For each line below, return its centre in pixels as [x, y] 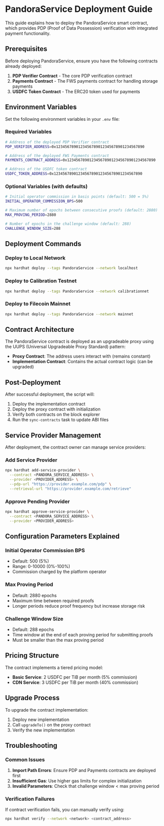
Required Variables [28, 132]
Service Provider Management [53, 435]
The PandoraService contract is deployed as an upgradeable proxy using [80, 341]
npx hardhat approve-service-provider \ [47, 512]
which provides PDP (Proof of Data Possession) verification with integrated [82, 28]
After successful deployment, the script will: [50, 394]
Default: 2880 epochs [34, 595]
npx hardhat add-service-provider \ [43, 470]
